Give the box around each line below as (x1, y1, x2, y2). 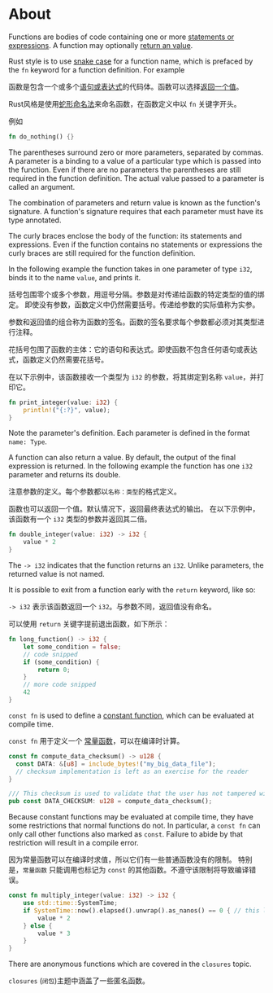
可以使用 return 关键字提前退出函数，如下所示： (8, 619, 170, 629)
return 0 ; (37, 666, 71, 674)
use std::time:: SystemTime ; (23, 899, 118, 907)
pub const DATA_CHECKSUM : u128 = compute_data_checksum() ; (8, 797, 213, 806)
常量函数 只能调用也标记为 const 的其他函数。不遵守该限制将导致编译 (23, 865, 249, 875)
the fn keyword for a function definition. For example (8, 64, 185, 74)
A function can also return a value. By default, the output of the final (8, 453, 236, 463)
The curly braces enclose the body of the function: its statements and (8, 231, 242, 240)
